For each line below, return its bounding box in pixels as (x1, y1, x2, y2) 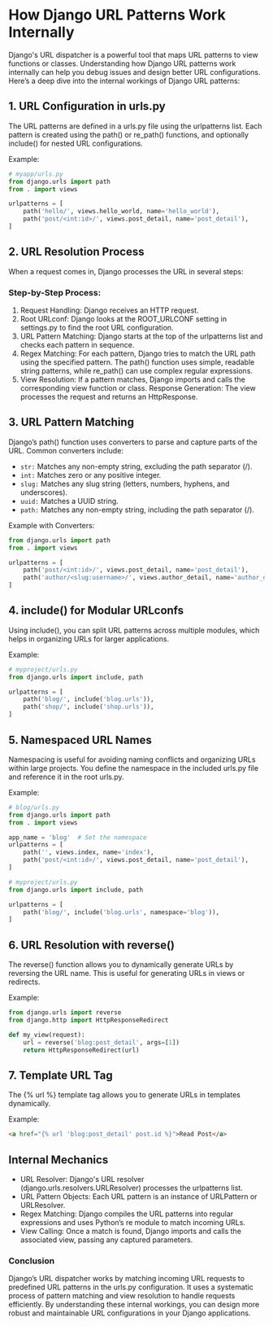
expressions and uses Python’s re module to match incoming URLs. (19, 1217, 246, 1227)
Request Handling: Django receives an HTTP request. (19, 305, 199, 315)
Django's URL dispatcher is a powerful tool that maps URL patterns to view (8, 50, 258, 59)
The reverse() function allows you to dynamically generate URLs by (8, 960, 234, 969)
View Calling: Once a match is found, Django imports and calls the (19, 1226, 242, 1236)
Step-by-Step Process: (8, 287, 102, 298)
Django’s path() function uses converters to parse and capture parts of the (8, 437, 258, 447)
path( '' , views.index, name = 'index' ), (23, 848, 154, 856)
